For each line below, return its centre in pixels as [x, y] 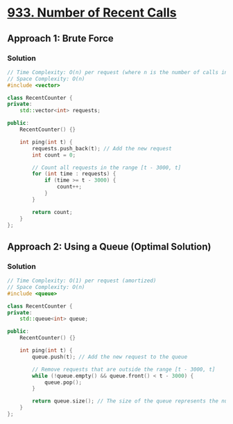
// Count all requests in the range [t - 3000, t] [107, 168]
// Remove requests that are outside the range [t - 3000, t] [124, 369]
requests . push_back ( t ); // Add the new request [102, 148]
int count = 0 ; [54, 155]
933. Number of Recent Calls [92, 13]
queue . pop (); [63, 382]
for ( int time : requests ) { [74, 174]
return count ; [52, 212]
